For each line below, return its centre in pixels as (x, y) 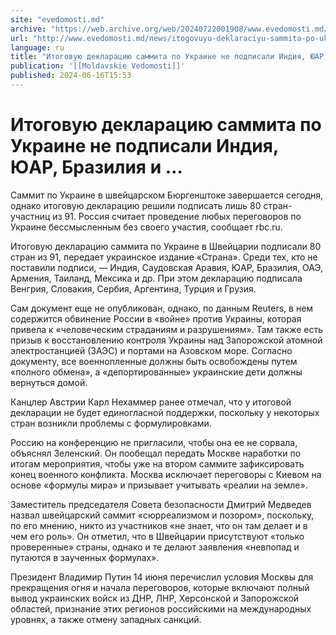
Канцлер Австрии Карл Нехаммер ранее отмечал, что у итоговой (151, 402)
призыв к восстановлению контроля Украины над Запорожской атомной (166, 340)
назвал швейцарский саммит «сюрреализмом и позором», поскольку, (162, 515)
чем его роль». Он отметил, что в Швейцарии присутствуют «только (157, 536)
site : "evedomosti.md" (57, 19)
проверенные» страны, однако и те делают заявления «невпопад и (155, 547)
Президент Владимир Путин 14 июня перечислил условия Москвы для (162, 577)
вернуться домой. (49, 382)
